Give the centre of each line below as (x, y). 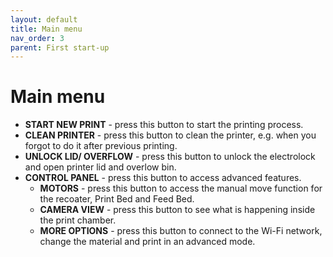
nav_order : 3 (37, 38)
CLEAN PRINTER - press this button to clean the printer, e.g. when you (170, 135)
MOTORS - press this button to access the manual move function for (181, 188)
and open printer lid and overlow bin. (100, 167)
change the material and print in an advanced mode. (147, 242)
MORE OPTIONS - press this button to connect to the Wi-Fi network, (181, 231)
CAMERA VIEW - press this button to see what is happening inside (177, 210)
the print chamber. (78, 220)
